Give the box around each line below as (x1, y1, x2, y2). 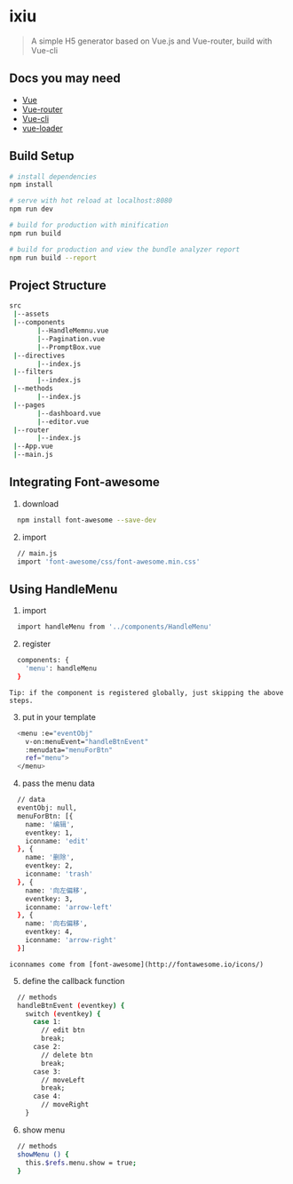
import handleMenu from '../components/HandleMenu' (17, 622, 213, 632)
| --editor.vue (36, 417, 90, 426)
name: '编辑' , (25, 820, 75, 828)
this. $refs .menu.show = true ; (25, 1158, 138, 1167)
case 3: (32, 1067, 62, 1076)
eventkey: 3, (25, 894, 74, 903)
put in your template (21, 711, 96, 722)
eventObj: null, (17, 804, 77, 812)
